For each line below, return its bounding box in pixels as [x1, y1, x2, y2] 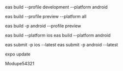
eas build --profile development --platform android [5, 4, 108, 10]
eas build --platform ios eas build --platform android [5, 33, 111, 38]
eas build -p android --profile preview [5, 23, 81, 29]
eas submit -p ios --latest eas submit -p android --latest [5, 42, 119, 48]
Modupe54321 [5, 61, 34, 66]
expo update [5, 51, 31, 57]
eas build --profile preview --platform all [5, 14, 87, 19]
